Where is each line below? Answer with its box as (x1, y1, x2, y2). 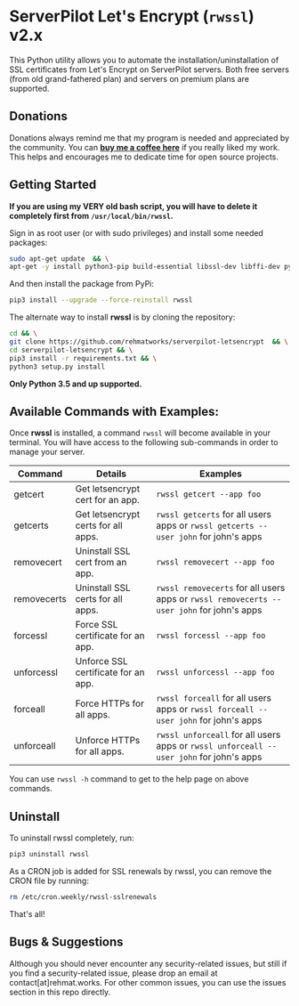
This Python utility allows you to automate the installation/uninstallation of (9, 54, 279, 65)
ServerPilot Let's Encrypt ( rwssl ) (9, 6, 255, 27)
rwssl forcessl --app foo (156, 630, 266, 641)
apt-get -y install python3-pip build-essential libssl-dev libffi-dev (9, 263, 280, 272)
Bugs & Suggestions (9, 935, 124, 950)
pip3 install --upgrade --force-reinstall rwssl (9, 296, 193, 304)
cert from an (75, 556, 127, 569)
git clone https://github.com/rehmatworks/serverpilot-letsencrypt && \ (9, 337, 289, 346)
